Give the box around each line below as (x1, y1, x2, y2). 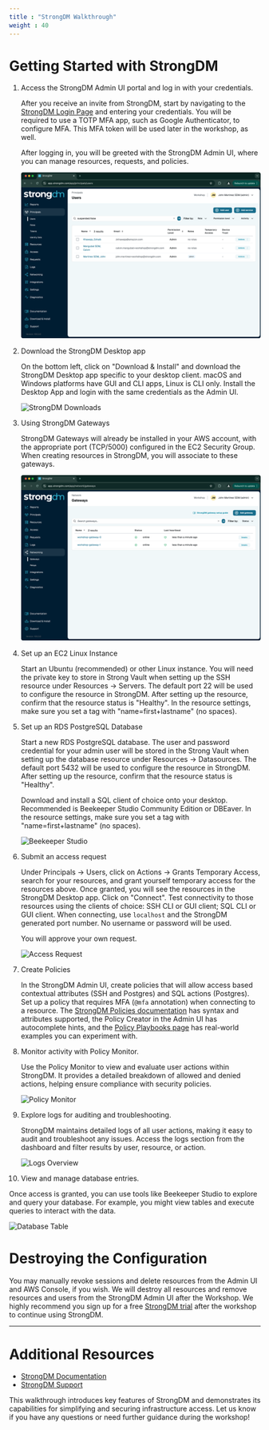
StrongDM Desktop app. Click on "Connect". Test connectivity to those (20, 892, 254, 902)
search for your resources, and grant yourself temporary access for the (20, 875, 256, 885)
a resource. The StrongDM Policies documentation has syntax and (20, 1006, 239, 1015)
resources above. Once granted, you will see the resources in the (20, 884, 235, 894)
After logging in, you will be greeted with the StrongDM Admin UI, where (20, 148, 259, 157)
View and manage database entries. (20, 1173, 140, 1183)
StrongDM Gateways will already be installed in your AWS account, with (20, 433, 257, 443)
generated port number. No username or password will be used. (20, 918, 232, 927)
